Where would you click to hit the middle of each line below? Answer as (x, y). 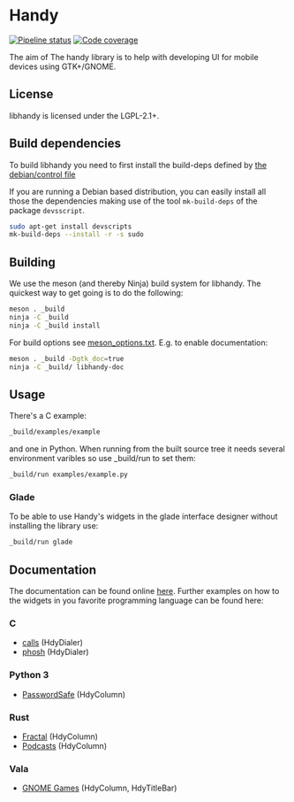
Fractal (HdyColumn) (60, 736)
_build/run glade (41, 542)
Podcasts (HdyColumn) (64, 745)
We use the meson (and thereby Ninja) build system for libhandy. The (135, 283)
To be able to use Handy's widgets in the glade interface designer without (143, 517)
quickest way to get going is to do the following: (96, 293)
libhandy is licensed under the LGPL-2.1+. (84, 115)
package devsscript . (47, 210)
